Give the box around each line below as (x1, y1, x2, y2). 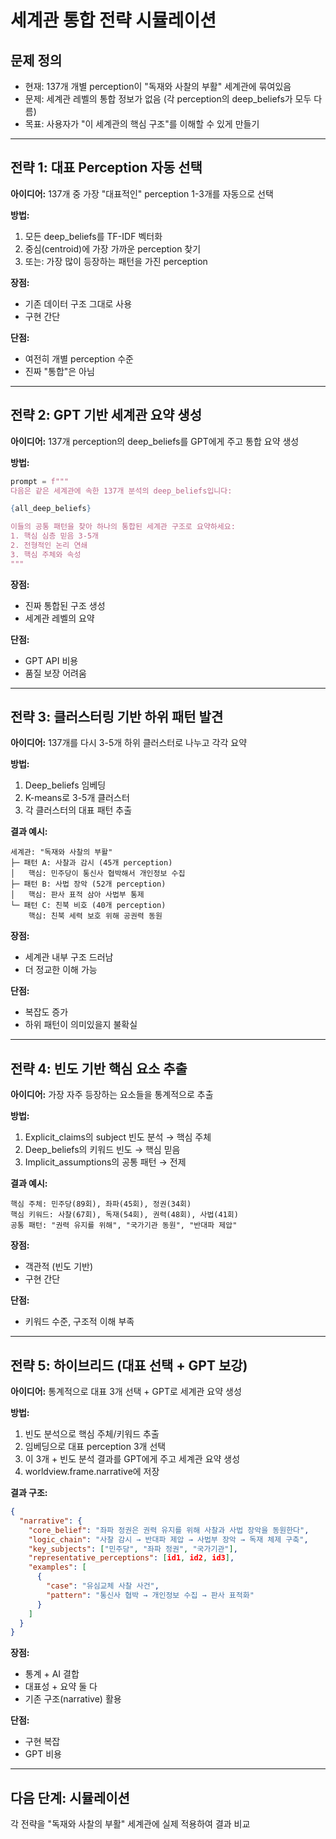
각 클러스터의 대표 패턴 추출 (24, 804, 133, 816)
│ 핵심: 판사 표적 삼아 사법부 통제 (10, 890, 145, 900)
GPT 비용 (24, 1748, 62, 1760)
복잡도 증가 (24, 1006, 69, 1018)
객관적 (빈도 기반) (24, 1261, 94, 1273)
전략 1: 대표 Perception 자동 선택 (10, 159, 203, 176)
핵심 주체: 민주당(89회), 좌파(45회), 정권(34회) (10, 1199, 192, 1210)
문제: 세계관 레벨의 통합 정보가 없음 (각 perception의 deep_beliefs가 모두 (24, 93, 312, 105)
